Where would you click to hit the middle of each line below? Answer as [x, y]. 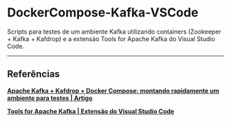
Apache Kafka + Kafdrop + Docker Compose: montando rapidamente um [113, 90]
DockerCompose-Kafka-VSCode [103, 13]
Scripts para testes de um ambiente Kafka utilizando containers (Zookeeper [114, 32]
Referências [34, 74]
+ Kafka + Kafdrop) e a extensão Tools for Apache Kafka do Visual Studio [111, 38]
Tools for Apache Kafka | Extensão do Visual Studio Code [91, 111]
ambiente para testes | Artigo [50, 98]
